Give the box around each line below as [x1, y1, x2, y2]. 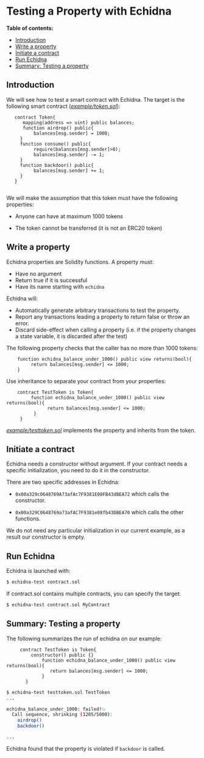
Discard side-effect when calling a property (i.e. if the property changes [15, 326, 196, 333]
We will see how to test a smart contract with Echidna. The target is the [6, 96, 185, 103]
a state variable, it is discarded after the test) [15, 332, 128, 339]
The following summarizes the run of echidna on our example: [6, 635, 162, 642]
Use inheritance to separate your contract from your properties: [6, 377, 166, 384]
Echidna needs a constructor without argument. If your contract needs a [6, 460, 188, 467]
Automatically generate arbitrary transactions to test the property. [15, 306, 181, 314]
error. [15, 319, 29, 327]
